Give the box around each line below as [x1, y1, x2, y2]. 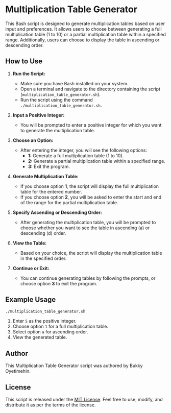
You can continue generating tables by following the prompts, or [20, 275, 156, 281]
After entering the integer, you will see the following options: [20, 147, 147, 153]
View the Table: [12, 240, 47, 246]
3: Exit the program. [28, 163, 70, 169]
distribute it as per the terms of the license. [5, 402, 96, 408]
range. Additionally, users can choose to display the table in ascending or [5, 37, 160, 43]
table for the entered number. [20, 188, 83, 195]
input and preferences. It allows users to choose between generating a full [5, 26, 162, 32]
